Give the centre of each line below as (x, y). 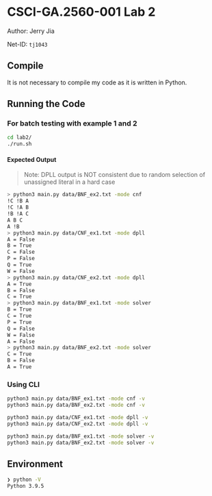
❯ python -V (24, 480)
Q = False (21, 329)
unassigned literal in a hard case (69, 182)
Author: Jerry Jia (31, 31)
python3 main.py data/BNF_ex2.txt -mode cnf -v (76, 405)
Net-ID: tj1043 (27, 44)
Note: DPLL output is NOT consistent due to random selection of (115, 175)
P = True (19, 322)
